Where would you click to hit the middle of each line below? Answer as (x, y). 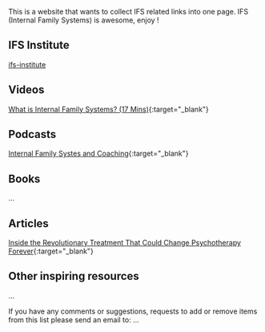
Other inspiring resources (74, 276)
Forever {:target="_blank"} (51, 251)
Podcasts (32, 134)
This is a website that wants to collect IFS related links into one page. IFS (128, 12)
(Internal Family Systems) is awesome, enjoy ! (84, 20)
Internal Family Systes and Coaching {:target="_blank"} (99, 154)
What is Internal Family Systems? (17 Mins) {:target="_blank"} (109, 109)
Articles (29, 223)
